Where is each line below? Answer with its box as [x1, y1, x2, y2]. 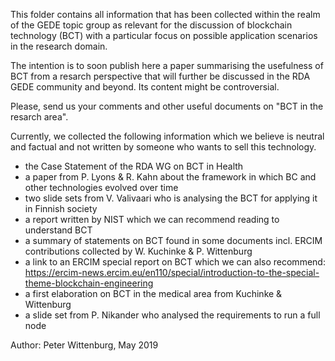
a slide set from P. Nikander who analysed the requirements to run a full [24, 309, 321, 321]
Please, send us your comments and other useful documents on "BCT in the [10, 100, 324, 112]
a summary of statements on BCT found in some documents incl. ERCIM [24, 235, 323, 246]
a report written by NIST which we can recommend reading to [24, 214, 280, 225]
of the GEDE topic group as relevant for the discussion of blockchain [10, 19, 293, 31]
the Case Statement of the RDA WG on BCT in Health [24, 160, 244, 172]
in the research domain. [10, 40, 108, 52]
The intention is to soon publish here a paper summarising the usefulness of [10, 60, 324, 71]
